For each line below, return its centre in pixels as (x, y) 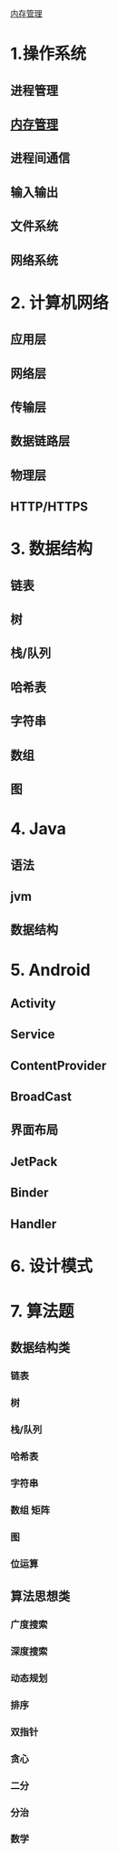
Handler (34, 1224)
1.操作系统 (49, 54)
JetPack (34, 1161)
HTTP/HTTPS (49, 507)
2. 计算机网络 (59, 302)
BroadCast (41, 1097)
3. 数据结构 (52, 549)
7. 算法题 (42, 1312)
